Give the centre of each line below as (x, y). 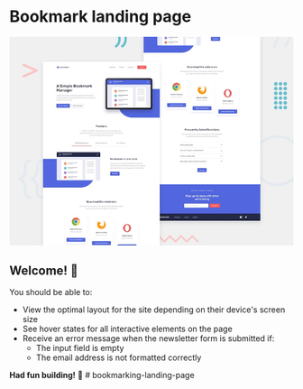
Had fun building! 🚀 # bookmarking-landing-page (102, 375)
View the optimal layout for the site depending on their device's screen (154, 310)
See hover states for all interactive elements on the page (127, 329)
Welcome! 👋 (44, 270)
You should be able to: (51, 292)
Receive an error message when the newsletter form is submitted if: (148, 338)
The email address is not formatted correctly (119, 357)
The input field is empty (80, 348)
